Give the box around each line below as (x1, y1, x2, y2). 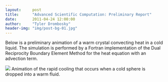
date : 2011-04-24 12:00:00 (5, 16, 75, 21)
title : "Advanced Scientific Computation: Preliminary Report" (5, 12, 152, 17)
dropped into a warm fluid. (5, 71, 60, 77)
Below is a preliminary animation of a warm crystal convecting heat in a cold (5, 39, 163, 45)
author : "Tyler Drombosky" (5, 21, 71, 26)
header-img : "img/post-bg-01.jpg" (5, 26, 78, 31)
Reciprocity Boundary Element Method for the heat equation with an (5, 50, 146, 56)
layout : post (5, 7, 42, 12)
